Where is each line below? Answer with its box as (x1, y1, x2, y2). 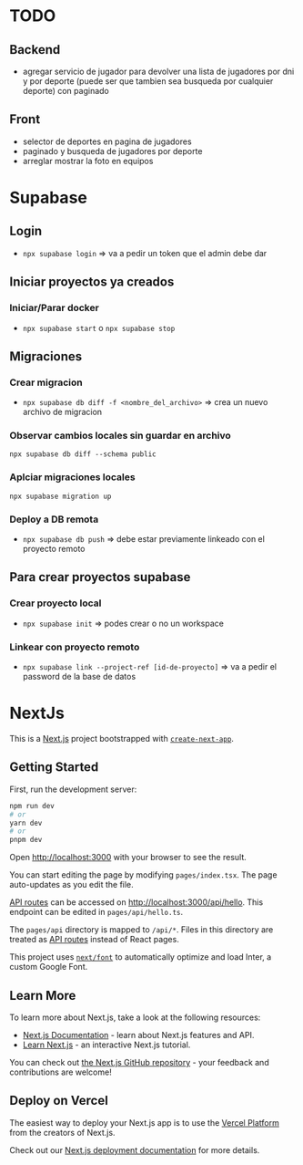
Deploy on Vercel (9, 1093, 109, 1108)
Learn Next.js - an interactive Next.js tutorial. (22, 1039, 191, 1050)
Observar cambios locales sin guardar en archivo (9, 430, 232, 442)
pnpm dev (9, 836, 43, 845)
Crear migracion (9, 376, 84, 389)
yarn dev (9, 818, 43, 827)
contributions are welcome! (9, 1066, 112, 1077)
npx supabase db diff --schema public (9, 450, 157, 459)
